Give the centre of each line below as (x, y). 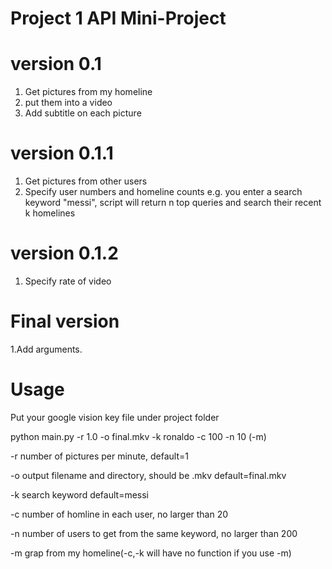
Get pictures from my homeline (88, 92)
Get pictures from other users (86, 181)
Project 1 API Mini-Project (118, 18)
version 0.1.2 (64, 253)
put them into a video (68, 103)
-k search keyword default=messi (80, 494)
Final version (65, 321)
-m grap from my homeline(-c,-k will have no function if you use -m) (151, 553)
